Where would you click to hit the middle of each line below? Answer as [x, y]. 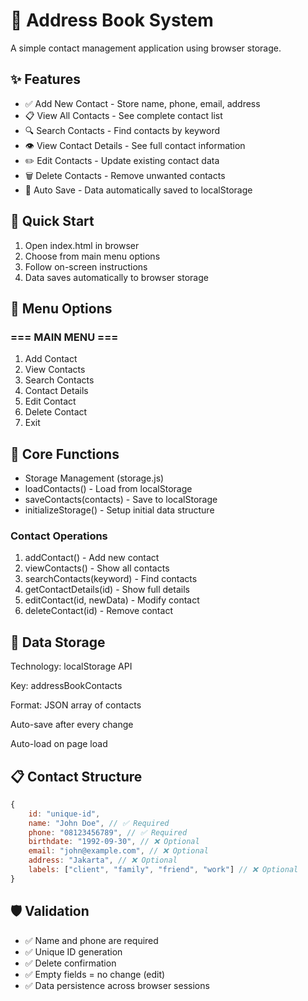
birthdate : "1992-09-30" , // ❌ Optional [114, 842]
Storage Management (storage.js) [94, 478]
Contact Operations [59, 536]
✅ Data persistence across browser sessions [117, 985]
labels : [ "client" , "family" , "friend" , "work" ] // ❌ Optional [163, 870]
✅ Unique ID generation [73, 951]
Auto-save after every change [72, 725]
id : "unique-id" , [64, 814]
